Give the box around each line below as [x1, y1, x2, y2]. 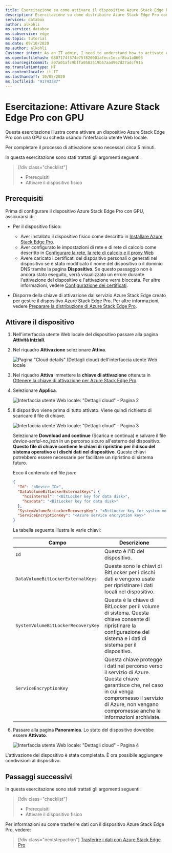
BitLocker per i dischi [104, 569, 155, 576]
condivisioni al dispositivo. [5, 758, 61, 764]
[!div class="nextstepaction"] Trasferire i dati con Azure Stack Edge [17, 837, 161, 843]
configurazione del [104, 629, 150, 636]
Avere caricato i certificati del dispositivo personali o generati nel [20, 255, 158, 261]
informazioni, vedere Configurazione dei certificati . [20, 282, 128, 288]
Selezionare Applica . [12, 387, 57, 393]
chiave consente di [104, 616, 150, 623]
